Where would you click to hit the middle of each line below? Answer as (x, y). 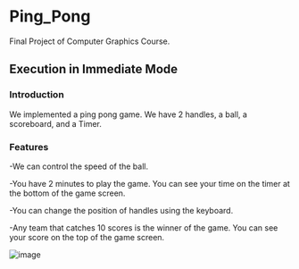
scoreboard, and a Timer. (56, 123)
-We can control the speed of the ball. (79, 166)
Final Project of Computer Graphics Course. (90, 41)
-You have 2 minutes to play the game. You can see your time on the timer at (149, 183)
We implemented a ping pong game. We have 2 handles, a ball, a (129, 114)
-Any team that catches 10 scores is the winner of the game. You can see (144, 227)
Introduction (37, 95)
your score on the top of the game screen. (87, 237)
